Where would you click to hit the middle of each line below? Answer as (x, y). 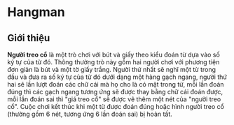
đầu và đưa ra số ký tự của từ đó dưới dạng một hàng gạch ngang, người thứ (117, 77)
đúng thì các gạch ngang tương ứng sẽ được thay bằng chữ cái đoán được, (115, 92)
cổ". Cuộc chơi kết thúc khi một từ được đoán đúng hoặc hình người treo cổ (116, 106)
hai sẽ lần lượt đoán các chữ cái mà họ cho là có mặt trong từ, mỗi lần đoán (116, 84)
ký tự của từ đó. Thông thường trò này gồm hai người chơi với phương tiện (113, 62)
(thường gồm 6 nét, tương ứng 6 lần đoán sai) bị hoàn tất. (90, 114)
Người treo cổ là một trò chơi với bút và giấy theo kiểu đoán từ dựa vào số (114, 54)
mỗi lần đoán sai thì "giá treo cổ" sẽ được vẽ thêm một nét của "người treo (114, 99)
